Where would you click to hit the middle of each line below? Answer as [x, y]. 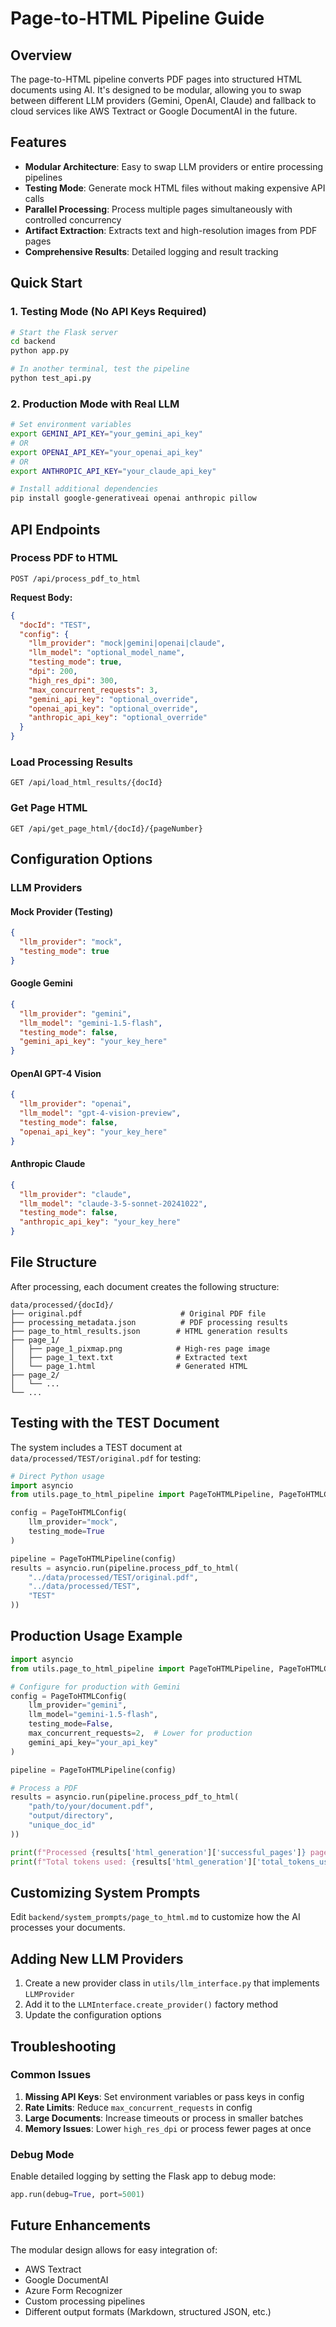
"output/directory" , [71, 1816]
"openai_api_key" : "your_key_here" [93, 1132]
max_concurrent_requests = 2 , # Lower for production [140, 1733]
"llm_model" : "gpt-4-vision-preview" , [100, 1113]
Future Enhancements [81, 2225]
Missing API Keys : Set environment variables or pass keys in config [164, 2096]
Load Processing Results [71, 762]
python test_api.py [51, 378]
